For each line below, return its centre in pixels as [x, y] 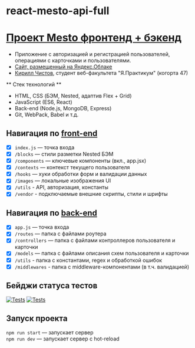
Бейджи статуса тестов [52, 286]
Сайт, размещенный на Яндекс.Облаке [63, 67]
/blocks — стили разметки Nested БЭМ [64, 154]
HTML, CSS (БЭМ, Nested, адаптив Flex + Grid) [73, 96]
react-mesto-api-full [58, 11]
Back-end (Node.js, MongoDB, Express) [63, 109]
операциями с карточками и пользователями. [73, 61]
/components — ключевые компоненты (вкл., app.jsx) [80, 161]
